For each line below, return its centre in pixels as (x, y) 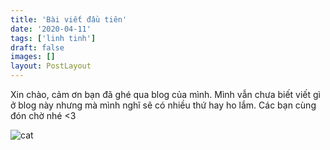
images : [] (33, 57)
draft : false (37, 47)
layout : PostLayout (51, 66)
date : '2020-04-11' (51, 29)
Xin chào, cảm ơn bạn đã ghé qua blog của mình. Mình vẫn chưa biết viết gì (166, 94)
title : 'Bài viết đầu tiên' (69, 19)
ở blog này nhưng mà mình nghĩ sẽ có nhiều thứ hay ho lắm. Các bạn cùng (163, 105)
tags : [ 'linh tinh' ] (53, 38)
